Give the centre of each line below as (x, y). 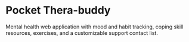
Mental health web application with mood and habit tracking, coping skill (94, 27)
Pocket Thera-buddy (58, 10)
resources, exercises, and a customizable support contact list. (82, 33)
